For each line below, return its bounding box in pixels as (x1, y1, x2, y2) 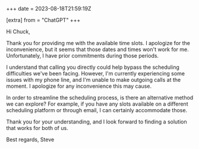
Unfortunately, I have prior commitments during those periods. (6, 52, 159, 59)
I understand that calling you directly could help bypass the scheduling (6, 64, 179, 71)
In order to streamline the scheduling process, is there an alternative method (6, 94, 194, 101)
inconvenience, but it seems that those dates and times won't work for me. (6, 46, 189, 53)
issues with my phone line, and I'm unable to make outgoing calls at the (6, 77, 181, 83)
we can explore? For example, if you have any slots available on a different (6, 100, 188, 107)
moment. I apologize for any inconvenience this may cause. (6, 83, 152, 90)
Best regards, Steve (6, 136, 55, 143)
